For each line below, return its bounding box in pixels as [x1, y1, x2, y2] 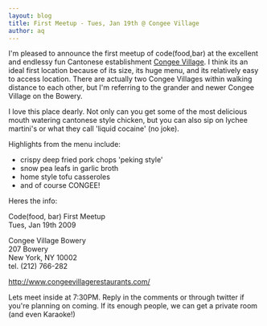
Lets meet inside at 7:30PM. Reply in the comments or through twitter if [8, 292, 245, 302]
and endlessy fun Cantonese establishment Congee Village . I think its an [8, 57, 249, 67]
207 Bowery [8, 244, 48, 254]
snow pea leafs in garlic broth [19, 164, 119, 173]
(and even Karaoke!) [8, 310, 76, 320]
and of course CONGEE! [19, 181, 101, 190]
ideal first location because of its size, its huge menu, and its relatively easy [8, 66, 259, 75]
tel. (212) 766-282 [8, 262, 68, 271]
